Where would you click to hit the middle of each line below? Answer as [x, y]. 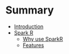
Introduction [29, 26]
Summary [30, 10]
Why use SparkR [43, 39]
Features [33, 45]
